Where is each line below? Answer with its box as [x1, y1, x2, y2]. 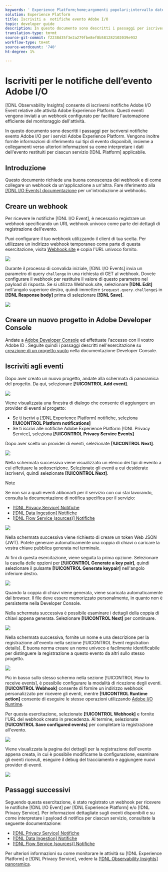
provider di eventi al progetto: [5, 405, 66, 411]
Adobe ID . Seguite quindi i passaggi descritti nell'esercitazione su [5, 342, 141, 348]
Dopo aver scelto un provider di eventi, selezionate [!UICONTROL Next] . [5, 440, 154, 446]
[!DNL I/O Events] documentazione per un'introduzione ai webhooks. [5, 188, 147, 194]
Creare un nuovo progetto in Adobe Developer [5, 316, 151, 324]
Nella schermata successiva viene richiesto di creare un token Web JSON [5, 534, 157, 540]
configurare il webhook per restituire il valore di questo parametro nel [5, 276, 148, 282]
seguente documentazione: [5, 820, 61, 826]
